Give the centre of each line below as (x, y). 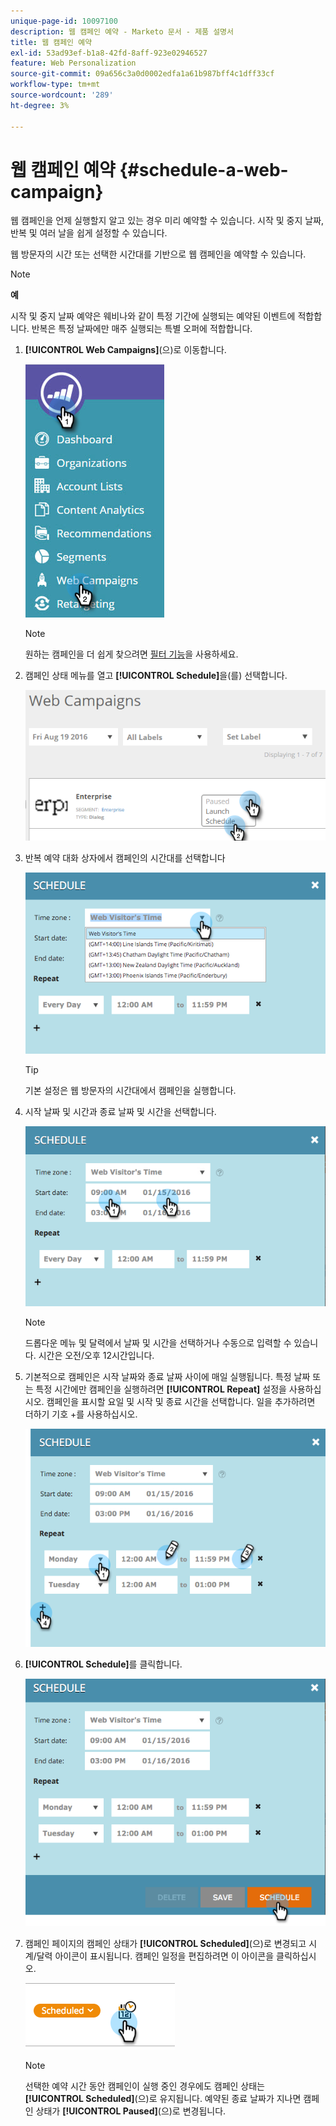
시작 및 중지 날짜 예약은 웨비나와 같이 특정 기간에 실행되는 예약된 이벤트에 (153, 316)
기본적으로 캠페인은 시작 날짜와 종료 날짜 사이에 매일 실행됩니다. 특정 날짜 (167, 1376)
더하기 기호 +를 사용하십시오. (81, 1414)
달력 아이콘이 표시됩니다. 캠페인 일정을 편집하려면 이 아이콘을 (155, 1956)
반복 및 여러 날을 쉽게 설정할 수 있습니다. (89, 233)
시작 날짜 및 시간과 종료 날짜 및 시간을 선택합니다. (120, 1112)
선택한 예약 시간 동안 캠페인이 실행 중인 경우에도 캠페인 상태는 (144, 2086)
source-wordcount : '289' (62, 95)
